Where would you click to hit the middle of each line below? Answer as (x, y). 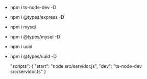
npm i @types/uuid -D (33, 56)
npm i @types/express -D (37, 17)
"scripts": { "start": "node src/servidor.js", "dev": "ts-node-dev (76, 66)
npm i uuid (21, 47)
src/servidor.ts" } (28, 71)
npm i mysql (23, 27)
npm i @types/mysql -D (35, 37)
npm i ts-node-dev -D (33, 7)
